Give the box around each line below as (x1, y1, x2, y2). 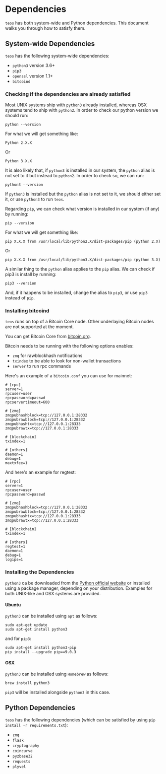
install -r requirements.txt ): (5, 722, 68, 728)
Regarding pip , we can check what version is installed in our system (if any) (5, 206, 160, 212)
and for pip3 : (5, 635, 31, 641)
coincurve (12, 748, 33, 753)
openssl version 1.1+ (12, 73, 53, 79)
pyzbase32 (12, 754, 33, 759)
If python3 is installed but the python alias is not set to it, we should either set (5, 191, 161, 197)
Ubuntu (5, 602, 21, 608)
